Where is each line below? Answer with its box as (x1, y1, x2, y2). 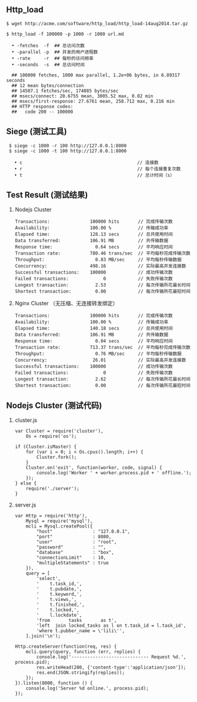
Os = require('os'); (26, 433, 77, 440)
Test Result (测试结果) (6, 190, 88, 200)
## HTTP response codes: (11, 103, 73, 109)
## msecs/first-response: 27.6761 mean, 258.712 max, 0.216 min (11, 98, 175, 104)
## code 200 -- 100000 (11, 109, 73, 115)
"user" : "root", (36, 539, 117, 545)
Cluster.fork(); (36, 454, 77, 461)
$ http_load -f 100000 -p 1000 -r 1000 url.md (6, 31, 124, 37)
